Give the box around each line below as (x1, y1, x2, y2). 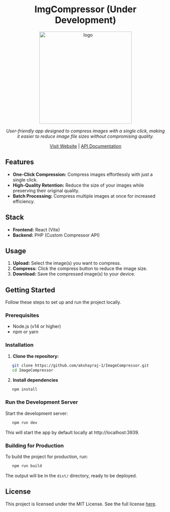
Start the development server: (5, 410, 68, 416)
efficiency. (12, 198, 35, 204)
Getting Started (5, 286, 55, 294)
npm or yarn (12, 329, 39, 335)
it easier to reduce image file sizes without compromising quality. (17, 133, 154, 139)
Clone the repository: (12, 353, 59, 359)
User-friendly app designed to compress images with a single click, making (6, 128, 165, 134)
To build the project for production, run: (5, 454, 88, 460)
